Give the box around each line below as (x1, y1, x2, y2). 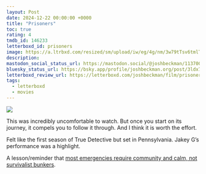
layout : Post (6, 9, 40, 15)
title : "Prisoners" (6, 20, 56, 26)
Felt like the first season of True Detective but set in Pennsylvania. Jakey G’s (6, 136, 199, 143)
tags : (6, 77, 20, 84)
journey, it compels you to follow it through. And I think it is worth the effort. (6, 124, 197, 131)
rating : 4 (6, 32, 32, 38)
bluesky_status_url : (6, 66, 59, 73)
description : (6, 55, 40, 61)
